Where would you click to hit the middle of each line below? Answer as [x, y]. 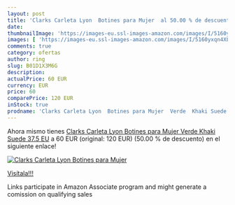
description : [26, 72]
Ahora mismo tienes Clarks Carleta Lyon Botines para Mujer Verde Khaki [111, 131]
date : [15, 27]
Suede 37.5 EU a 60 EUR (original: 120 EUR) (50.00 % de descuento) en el [114, 139]
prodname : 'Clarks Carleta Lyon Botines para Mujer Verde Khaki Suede [117, 111]
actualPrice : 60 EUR [37, 79]
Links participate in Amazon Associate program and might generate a [107, 187]
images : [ [22, 40]
